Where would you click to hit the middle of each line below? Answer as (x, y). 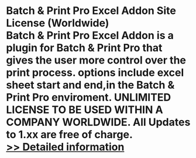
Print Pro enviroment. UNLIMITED (89, 98)
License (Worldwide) (58, 23)
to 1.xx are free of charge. (70, 135)
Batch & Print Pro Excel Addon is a (90, 36)
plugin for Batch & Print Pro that (84, 48)
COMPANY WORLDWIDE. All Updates (98, 122)
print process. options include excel (95, 73)
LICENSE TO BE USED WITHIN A (85, 110)
